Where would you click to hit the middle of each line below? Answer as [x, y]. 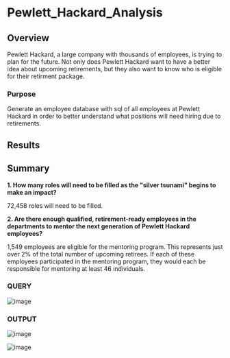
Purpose [22, 94]
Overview [28, 38]
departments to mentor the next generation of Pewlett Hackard [99, 226]
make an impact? [32, 192]
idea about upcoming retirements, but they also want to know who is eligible [115, 69]
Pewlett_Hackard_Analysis [85, 13]
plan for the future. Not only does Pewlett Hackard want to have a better [109, 62]
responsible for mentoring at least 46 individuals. [76, 268]
